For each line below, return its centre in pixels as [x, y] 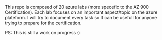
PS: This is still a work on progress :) [43, 32]
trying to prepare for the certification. [43, 23]
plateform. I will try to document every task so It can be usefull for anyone [81, 18]
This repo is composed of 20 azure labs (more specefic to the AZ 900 [77, 7]
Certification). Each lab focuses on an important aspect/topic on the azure [81, 12]
